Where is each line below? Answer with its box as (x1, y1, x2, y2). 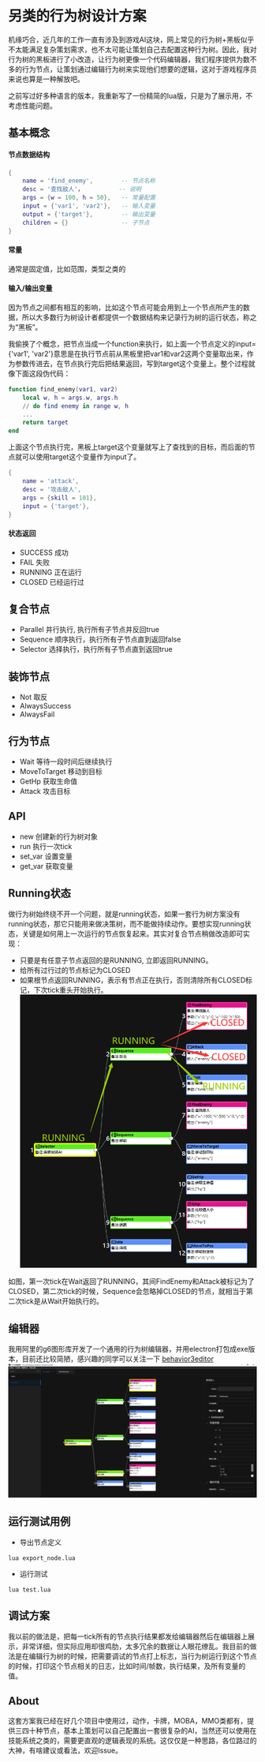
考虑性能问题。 (8, 100, 57, 110)
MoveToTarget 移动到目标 (19, 767, 103, 776)
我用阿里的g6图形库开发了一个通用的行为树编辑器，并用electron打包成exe (8, 1345, 248, 1354)
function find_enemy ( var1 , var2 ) (8, 385, 118, 393)
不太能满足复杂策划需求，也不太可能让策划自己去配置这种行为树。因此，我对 (8, 44, 257, 54)
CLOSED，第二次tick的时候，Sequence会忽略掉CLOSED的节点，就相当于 (8, 1287, 247, 1296)
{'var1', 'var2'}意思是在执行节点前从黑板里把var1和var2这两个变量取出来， (8, 349, 247, 358)
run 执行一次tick (19, 841, 73, 851)
